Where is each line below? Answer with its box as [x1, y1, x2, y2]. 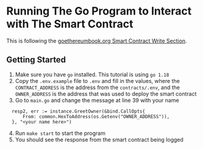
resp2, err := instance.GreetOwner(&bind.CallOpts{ [12, 108, 146, 114]
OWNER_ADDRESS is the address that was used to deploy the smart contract [15, 90, 197, 98]
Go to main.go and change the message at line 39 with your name [15, 96, 179, 104]
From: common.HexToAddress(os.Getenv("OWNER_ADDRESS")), [22, 113, 170, 119]
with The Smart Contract [6, 17, 134, 31]
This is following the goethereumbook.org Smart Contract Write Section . [6, 37, 187, 44]
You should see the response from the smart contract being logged [15, 136, 184, 143]
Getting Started [6, 55, 66, 65]
